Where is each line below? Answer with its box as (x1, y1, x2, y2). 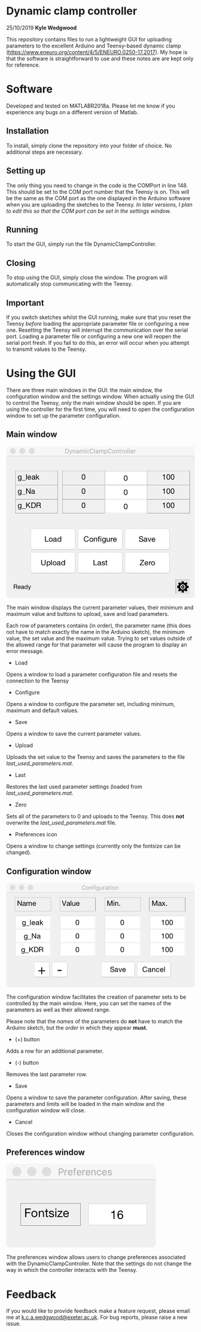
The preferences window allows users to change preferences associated (6, 1254, 186, 1261)
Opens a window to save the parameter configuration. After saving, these (6, 1093, 187, 1101)
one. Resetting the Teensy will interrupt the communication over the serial (6, 326, 188, 333)
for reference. (6, 61, 41, 68)
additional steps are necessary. (6, 148, 84, 156)
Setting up (6, 166, 46, 176)
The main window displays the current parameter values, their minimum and (6, 604, 194, 611)
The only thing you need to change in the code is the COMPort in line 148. (6, 181, 188, 189)
